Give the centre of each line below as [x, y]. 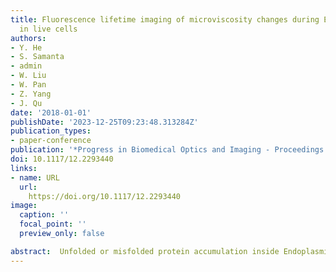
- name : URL [35, 177]
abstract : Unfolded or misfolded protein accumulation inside [145, 251]
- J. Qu [26, 103]
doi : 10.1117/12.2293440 [62, 159]
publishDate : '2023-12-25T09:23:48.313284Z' [104, 122]
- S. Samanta [37, 57]
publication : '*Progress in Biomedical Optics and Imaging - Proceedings [167, 150]
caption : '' [44, 215]
